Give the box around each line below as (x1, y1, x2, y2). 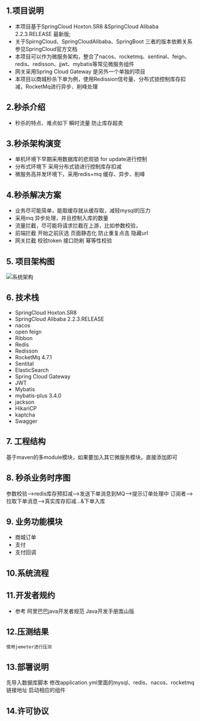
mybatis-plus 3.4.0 (14, 392, 62, 399)
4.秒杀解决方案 (6, 190, 62, 200)
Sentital (14, 360, 34, 367)
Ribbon (14, 334, 33, 341)
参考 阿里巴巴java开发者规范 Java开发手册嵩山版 (14, 607, 135, 615)
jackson (14, 398, 35, 406)
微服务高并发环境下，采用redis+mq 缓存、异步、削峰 (14, 171, 146, 178)
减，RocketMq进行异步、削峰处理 (14, 83, 98, 90)
